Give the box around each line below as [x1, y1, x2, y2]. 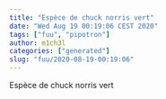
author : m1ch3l [9, 38, 66, 48]
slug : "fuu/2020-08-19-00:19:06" [9, 55, 135, 64]
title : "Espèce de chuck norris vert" [9, 13, 154, 22]
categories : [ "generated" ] [9, 47, 110, 56]
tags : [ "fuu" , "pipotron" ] [9, 30, 110, 39]
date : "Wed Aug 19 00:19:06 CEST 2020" [9, 22, 159, 31]
